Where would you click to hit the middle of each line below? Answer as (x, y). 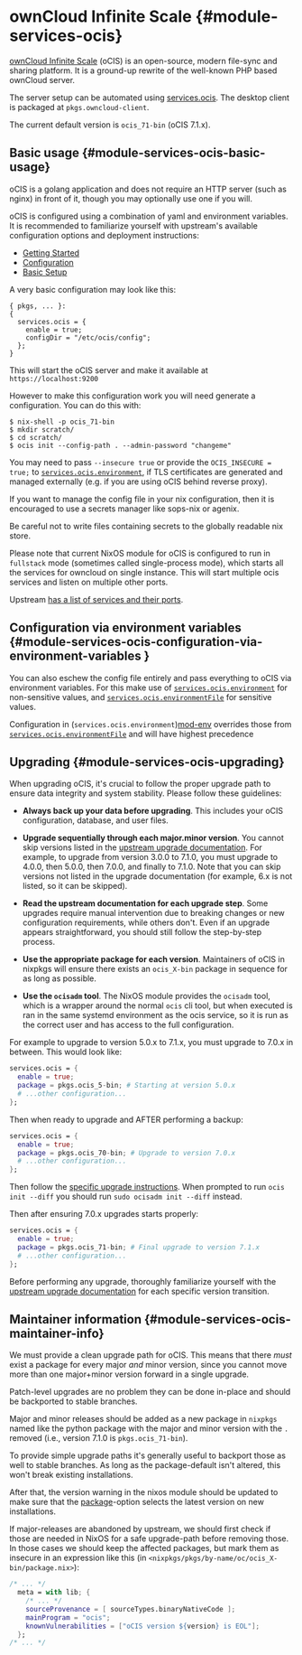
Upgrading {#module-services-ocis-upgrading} (147, 762)
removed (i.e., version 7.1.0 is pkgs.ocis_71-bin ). (99, 1438)
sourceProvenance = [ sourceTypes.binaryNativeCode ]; (131, 1609)
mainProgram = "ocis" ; (68, 1618)
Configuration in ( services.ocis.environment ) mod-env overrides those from (151, 724)
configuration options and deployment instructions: (105, 235)
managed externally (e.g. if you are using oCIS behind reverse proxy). (138, 482)
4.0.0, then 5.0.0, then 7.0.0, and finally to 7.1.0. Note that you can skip (151, 867)
